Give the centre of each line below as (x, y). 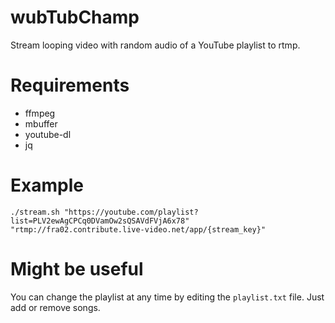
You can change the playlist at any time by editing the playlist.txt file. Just (167, 297)
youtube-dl (48, 134)
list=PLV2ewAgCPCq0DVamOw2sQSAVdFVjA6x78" (100, 221)
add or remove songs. (55, 307)
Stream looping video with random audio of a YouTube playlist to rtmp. (155, 45)
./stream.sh (35, 212)
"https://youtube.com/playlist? (131, 212)
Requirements (70, 85)
